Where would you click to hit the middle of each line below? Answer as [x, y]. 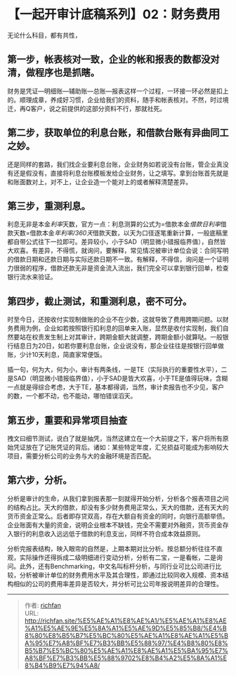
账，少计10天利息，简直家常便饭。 [57, 355]
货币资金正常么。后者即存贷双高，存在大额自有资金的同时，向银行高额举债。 [118, 516]
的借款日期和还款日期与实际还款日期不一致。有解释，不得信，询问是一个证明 [118, 259]
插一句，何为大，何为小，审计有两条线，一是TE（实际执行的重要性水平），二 [117, 370]
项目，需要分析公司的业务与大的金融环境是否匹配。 [81, 456]
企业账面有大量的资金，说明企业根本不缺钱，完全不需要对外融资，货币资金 [115, 525]
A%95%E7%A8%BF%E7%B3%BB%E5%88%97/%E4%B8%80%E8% [126, 643]
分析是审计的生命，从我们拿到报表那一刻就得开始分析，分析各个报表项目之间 [118, 498]
